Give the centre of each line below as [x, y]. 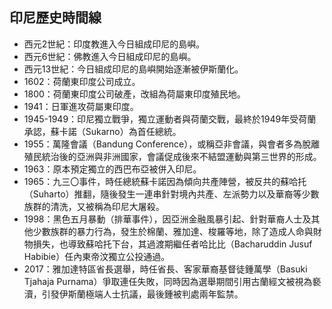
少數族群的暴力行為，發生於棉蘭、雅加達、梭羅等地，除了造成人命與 [173, 231]
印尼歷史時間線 [55, 18]
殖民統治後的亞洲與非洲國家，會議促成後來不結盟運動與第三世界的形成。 [172, 156]
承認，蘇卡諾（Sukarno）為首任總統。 [102, 131]
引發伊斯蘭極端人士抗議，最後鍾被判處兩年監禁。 [142, 294]
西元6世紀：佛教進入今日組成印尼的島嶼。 [110, 56]
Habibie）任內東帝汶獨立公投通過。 [97, 256]
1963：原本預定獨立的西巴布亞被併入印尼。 [112, 169]
